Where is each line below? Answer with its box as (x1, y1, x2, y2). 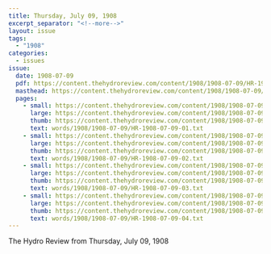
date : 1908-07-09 (15, 72, 74, 80)
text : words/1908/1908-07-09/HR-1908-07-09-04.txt (29, 214, 204, 223)
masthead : (15, 86, 48, 95)
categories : (8, 49, 48, 57)
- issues (15, 57, 45, 65)
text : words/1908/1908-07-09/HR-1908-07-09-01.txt (29, 124, 204, 132)
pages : (15, 94, 38, 102)
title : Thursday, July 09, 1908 (8, 11, 117, 20)
